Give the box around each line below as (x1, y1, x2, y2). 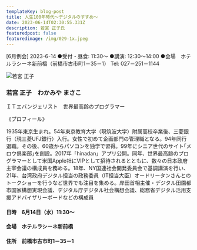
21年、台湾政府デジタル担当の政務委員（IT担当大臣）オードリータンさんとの (6, 172, 191, 179)
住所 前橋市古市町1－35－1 (6, 238, 74, 245)
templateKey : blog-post (6, 8, 65, 15)
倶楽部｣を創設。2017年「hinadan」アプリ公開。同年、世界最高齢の (16, 150, 179, 157)
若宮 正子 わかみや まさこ (6, 89, 82, 97)
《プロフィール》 (6, 116, 48, 123)
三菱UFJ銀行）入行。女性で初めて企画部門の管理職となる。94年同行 (21, 136, 187, 143)
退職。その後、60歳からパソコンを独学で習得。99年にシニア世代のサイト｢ (6, 143, 186, 150)
